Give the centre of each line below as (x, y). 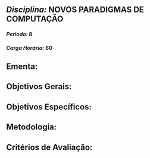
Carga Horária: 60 (29, 48)
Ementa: (22, 66)
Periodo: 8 (19, 34)
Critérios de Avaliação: (49, 147)
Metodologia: (32, 127)
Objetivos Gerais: (39, 86)
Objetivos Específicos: (49, 107)
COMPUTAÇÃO (35, 19)
